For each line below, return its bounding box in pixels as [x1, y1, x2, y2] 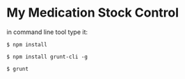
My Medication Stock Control [6, 5, 179, 21]
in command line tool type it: [6, 28, 88, 36]
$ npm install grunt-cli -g [6, 53, 88, 60]
